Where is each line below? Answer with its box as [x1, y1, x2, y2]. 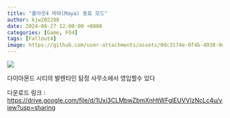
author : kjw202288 [7, 16, 60, 23]
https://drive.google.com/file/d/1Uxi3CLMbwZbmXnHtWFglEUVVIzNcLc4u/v [7, 96, 222, 104]
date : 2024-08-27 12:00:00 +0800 [7, 23, 103, 29]
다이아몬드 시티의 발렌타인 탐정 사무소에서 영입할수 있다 [7, 74, 155, 82]
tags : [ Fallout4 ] [7, 35, 57, 42]
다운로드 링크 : [7, 89, 46, 96]
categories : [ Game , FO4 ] [7, 29, 78, 36]
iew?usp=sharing [7, 104, 56, 111]
